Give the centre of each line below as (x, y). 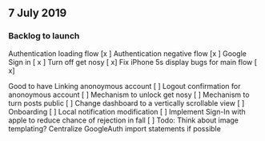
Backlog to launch (44, 36)
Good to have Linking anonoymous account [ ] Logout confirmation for (125, 86)
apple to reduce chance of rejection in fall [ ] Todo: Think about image (123, 120)
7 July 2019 (38, 13)
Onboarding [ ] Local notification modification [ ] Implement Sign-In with (127, 111)
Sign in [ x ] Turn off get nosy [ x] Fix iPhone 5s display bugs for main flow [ (133, 62)
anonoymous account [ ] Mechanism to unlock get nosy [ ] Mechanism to (129, 95)
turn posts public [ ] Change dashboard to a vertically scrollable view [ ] (126, 103)
